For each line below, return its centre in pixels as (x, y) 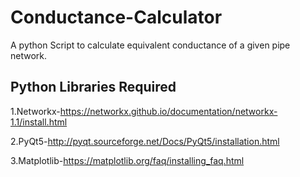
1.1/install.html (39, 122)
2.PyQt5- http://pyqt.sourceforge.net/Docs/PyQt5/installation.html (145, 141)
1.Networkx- (35, 111)
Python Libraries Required (93, 87)
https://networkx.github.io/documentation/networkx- (168, 111)
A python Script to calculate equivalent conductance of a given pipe (150, 45)
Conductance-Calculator (116, 17)
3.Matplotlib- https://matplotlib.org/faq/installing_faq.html (127, 160)
